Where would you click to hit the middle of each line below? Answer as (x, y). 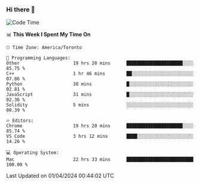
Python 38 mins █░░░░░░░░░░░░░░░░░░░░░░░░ (100, 84)
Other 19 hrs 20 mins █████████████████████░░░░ (100, 63)
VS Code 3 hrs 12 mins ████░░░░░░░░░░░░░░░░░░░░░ (100, 137)
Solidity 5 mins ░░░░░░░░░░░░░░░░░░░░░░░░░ (100, 105)
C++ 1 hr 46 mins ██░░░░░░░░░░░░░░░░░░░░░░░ (100, 74)
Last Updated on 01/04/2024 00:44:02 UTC (60, 176)
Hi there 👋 (21, 10)
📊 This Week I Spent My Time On (48, 35)
